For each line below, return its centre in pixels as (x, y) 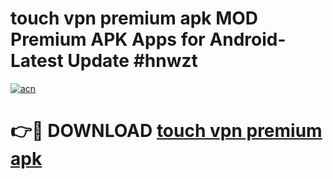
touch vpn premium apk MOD (134, 18)
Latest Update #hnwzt (104, 61)
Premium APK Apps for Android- (148, 39)
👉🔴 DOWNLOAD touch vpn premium (166, 131)
